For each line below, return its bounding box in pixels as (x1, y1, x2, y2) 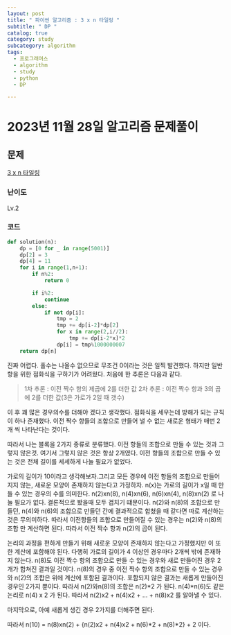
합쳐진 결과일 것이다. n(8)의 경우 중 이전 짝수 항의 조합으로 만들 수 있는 (19, 564, 210, 573)
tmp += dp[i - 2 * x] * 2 (68, 335, 126, 342)
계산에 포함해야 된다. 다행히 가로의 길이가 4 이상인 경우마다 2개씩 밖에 (14, 547, 203, 555)
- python (13, 74, 39, 82)
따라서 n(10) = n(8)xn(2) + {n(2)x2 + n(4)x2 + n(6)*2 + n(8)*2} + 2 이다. (7, 620, 211, 628)
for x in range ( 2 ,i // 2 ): (56, 329, 129, 336)
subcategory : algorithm (7, 42, 76, 49)
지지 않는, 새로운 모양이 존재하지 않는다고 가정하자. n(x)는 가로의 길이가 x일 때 (7, 480, 217, 489)
